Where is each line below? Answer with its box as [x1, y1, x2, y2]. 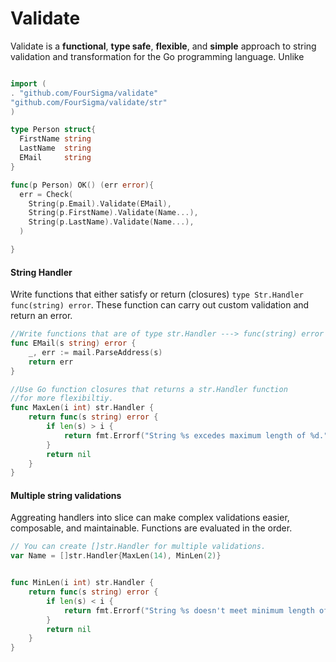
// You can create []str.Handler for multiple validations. [10, 542, 267, 552]
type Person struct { [10, 125, 97, 135]
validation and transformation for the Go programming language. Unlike [10, 50, 305, 62]
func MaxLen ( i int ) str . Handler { [10, 403, 155, 413]
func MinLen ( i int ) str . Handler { [10, 578, 155, 588]
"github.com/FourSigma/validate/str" [10, 97, 168, 107]
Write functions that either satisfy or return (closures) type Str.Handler [10, 288, 304, 301]
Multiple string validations [10, 489, 122, 501]
